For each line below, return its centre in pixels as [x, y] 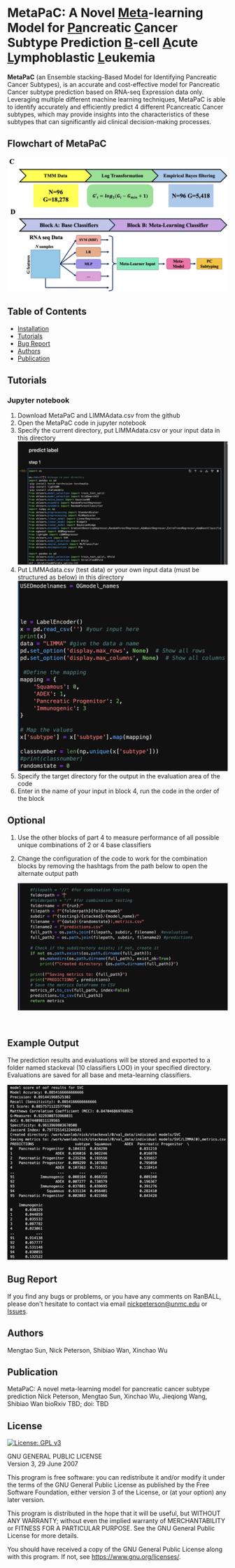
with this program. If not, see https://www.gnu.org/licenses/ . [94, 1557]
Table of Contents [47, 312]
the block [31, 799]
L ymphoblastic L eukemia [81, 58]
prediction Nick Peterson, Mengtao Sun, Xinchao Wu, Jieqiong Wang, [107, 1396]
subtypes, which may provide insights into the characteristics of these [108, 114]
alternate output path [48, 873]
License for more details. [43, 1536]
